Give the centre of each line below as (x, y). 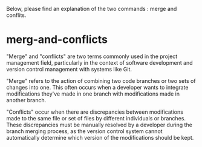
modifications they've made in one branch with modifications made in (93, 94)
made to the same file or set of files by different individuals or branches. (96, 118)
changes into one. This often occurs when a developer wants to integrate (97, 87)
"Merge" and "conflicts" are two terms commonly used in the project (92, 56)
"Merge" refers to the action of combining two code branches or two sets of (101, 80)
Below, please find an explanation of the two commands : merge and (92, 9)
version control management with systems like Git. (69, 69)
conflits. (16, 15)
